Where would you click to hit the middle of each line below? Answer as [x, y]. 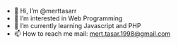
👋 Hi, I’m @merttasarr [45, 11]
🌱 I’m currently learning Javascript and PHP [77, 26]
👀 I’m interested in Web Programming [68, 18]
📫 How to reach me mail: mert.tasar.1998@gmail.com [92, 34]
